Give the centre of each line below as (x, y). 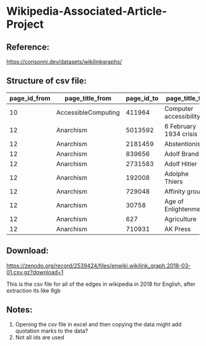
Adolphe (177, 174)
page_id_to (142, 98)
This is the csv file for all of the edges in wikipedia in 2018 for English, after (101, 284)
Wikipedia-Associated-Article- (87, 11)
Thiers (174, 181)
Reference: (28, 47)
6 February (180, 126)
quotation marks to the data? (51, 331)
